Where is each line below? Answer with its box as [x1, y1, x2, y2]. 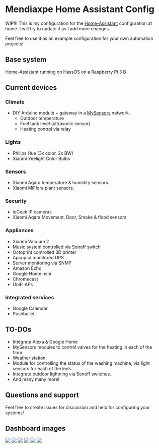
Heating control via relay [20, 126, 71, 132]
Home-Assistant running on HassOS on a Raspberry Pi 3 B [5, 69, 126, 75]
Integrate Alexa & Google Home [12, 339, 78, 345]
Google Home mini [12, 270, 51, 276]
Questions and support [5, 391, 79, 400]
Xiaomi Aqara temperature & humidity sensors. [12, 180, 110, 186]
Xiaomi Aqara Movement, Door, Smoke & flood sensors [12, 214, 127, 220]
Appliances [5, 227, 34, 234]
